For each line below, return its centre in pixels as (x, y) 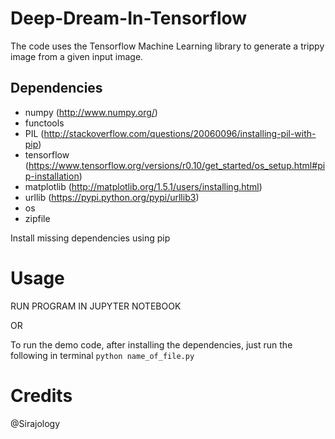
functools (44, 123)
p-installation (52, 176)
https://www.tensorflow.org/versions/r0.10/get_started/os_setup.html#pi (177, 165)
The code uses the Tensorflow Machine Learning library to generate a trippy (167, 46)
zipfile (37, 218)
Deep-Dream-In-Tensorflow (129, 18)
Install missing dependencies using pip (90, 238)
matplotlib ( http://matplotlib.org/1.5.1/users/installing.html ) (143, 186)
